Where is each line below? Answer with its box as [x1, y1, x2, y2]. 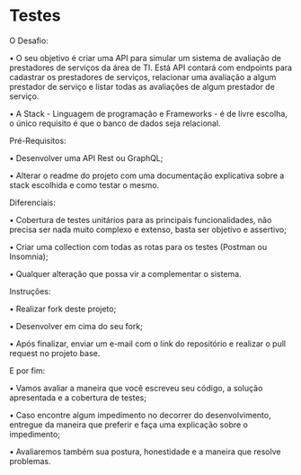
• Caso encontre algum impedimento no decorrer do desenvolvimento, [9, 409, 271, 420]
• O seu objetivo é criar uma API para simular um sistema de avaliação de [9, 52, 281, 63]
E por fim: [9, 365, 46, 376]
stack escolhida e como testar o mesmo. [9, 179, 160, 190]
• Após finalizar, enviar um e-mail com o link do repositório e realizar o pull [9, 338, 286, 349]
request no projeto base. [9, 347, 101, 358]
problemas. [9, 455, 51, 466]
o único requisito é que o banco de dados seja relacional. [9, 118, 222, 129]
